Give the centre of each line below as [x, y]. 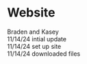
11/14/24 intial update [37, 39]
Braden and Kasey [33, 32]
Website [31, 13]
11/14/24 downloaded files [44, 54]
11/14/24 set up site [34, 46]
